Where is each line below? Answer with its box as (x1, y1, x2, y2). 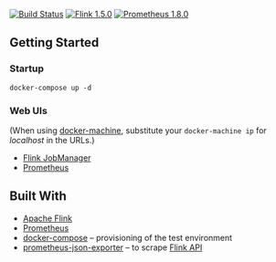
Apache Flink (22, 213, 73, 224)
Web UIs (9, 104, 48, 117)
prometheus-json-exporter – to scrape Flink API (22, 242, 203, 253)
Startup (9, 62, 44, 75)
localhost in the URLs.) (9, 134, 95, 145)
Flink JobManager (22, 152, 91, 163)
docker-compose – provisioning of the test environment (22, 232, 233, 243)
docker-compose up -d (9, 83, 92, 92)
